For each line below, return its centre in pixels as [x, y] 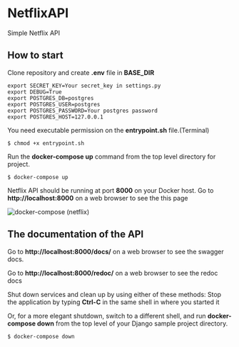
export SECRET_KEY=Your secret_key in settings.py [84, 86]
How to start [35, 55]
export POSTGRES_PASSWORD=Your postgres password [83, 111]
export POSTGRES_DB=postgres [51, 98]
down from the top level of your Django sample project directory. [132, 323]
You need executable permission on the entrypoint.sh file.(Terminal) [108, 130]
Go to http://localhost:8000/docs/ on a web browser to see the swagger [116, 251]
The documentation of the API [76, 235]
